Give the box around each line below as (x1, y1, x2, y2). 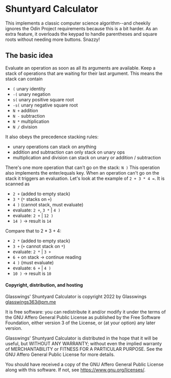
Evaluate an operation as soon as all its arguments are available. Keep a (5, 65, 156, 71)
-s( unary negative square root (12, 102, 78, 108)
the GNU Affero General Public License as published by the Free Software (5, 314, 161, 320)
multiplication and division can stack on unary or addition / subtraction (12, 154, 161, 160)
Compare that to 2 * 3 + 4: (5, 227, 61, 234)
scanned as (5, 180, 30, 187)
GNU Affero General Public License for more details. (5, 351, 115, 358)
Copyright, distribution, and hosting (5, 282, 83, 288)
